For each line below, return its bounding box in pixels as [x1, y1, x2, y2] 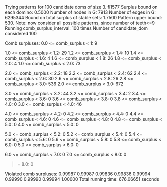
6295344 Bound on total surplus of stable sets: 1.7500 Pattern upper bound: [5, 15, 162, 20]
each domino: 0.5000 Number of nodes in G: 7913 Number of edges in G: [5, 9, 156, 15]
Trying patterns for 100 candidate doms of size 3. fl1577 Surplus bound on [5, 4, 158, 10]
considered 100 [5, 31, 37, 36]
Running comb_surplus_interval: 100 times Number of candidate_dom [5, 25, 148, 31]
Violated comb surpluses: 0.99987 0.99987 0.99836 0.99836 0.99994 [5, 171, 151, 177]
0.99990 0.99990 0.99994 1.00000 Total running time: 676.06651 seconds [5, 176, 159, 182]
